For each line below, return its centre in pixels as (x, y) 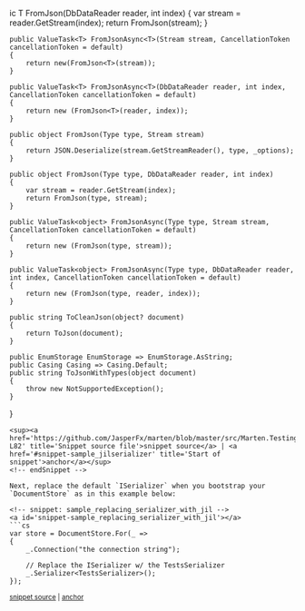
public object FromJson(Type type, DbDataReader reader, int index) (142, 174)
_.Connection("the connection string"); (103, 549)
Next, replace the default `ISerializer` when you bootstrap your (138, 486)
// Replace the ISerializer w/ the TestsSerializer (125, 566)
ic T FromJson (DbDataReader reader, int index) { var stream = (125, 13)
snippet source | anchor (47, 597)
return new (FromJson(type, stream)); (99, 246)
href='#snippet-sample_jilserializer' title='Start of (115, 454)
